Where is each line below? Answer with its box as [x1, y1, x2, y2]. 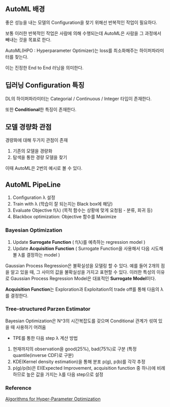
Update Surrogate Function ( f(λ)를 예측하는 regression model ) [12, 239, 146, 245]
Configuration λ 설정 [12, 194, 55, 200]
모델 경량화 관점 [5, 123, 52, 132]
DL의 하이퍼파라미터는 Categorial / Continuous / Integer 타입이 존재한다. [5, 95, 152, 101]
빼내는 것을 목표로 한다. [5, 36, 52, 42]
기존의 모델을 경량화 [12, 148, 52, 154]
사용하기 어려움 [16, 324, 46, 330]
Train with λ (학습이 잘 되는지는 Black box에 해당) [12, 201, 113, 207]
